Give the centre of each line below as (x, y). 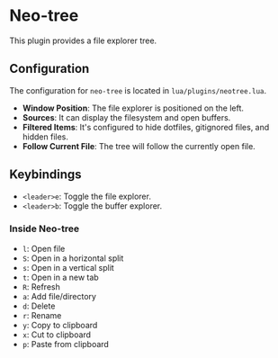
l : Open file (44, 248)
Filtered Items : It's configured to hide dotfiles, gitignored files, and (146, 127)
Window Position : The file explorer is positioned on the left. (133, 108)
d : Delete (39, 306)
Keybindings (46, 175)
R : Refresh (41, 286)
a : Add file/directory (59, 296)
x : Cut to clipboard (57, 335)
